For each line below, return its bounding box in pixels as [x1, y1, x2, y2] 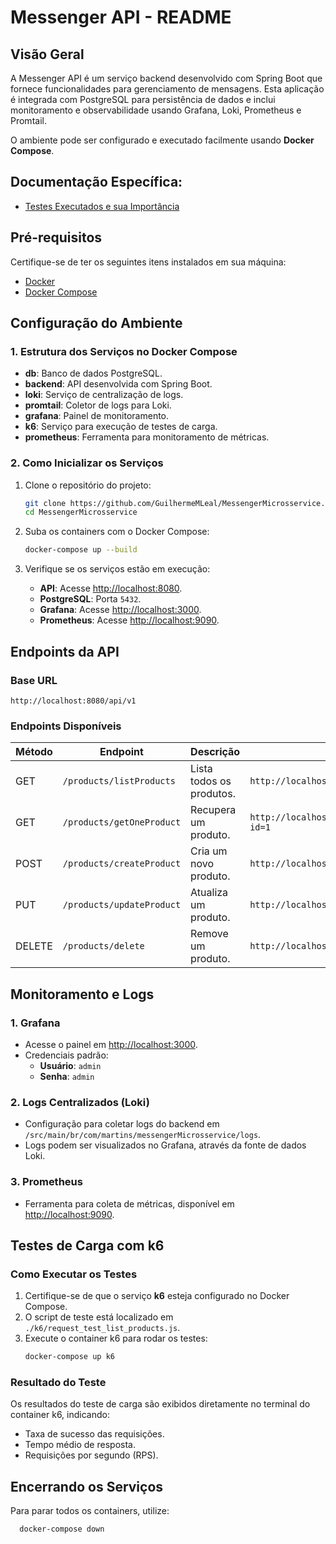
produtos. [190, 787, 236, 801]
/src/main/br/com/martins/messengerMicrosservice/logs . [24, 1129, 262, 1141]
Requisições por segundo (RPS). [24, 1449, 159, 1461]
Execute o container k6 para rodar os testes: [24, 1332, 208, 1345]
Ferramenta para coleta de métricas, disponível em [24, 1197, 235, 1210]
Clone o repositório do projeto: [24, 479, 152, 491]
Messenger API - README [10, 6, 232, 29]
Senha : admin [39, 1070, 95, 1082]
